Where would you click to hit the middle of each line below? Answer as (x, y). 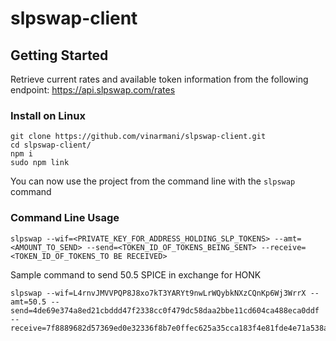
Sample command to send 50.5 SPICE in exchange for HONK (136, 274)
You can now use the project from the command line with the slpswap (153, 181)
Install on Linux (48, 115)
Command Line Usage (65, 218)
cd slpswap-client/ (51, 145)
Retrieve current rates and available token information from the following (159, 79)
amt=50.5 (28, 302)
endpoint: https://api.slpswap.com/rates (93, 90)
